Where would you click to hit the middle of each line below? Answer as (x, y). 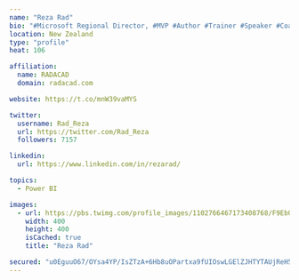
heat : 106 (28, 51)
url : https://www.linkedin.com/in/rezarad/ (99, 164)
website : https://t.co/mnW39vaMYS (73, 99)
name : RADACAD (43, 75)
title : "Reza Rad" (59, 246)
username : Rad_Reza (53, 124)
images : (24, 204)
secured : (25, 262)
